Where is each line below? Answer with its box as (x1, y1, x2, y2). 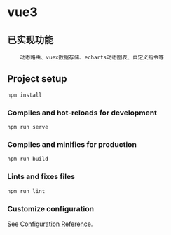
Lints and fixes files (7, 172, 76, 182)
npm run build (7, 155, 49, 163)
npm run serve (7, 124, 49, 131)
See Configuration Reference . (7, 220, 93, 228)
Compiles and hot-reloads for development (7, 108, 158, 117)
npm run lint (7, 187, 46, 194)
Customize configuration (7, 204, 95, 213)
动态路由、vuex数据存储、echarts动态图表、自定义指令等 (20, 54, 165, 61)
